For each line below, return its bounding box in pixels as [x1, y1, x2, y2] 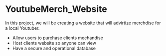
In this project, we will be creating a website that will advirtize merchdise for [5, 20, 161, 26]
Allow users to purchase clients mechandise [12, 35, 103, 41]
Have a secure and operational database [12, 45, 96, 51]
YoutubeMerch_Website [5, 3, 107, 15]
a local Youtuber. [5, 25, 40, 31]
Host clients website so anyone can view [12, 40, 96, 46]
